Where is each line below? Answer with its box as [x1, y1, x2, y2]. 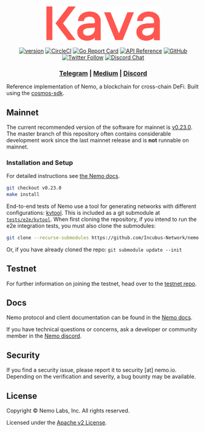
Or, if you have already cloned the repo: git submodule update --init [6, 245, 182, 253]
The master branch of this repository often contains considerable [6, 129, 171, 137]
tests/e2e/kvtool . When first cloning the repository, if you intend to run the [6, 215, 197, 223]
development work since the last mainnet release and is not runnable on [6, 136, 189, 144]
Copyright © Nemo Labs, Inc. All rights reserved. [6, 407, 130, 414]
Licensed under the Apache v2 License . [6, 419, 107, 426]
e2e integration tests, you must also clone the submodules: [6, 222, 156, 229]
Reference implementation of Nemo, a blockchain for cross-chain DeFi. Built [6, 83, 199, 90]
